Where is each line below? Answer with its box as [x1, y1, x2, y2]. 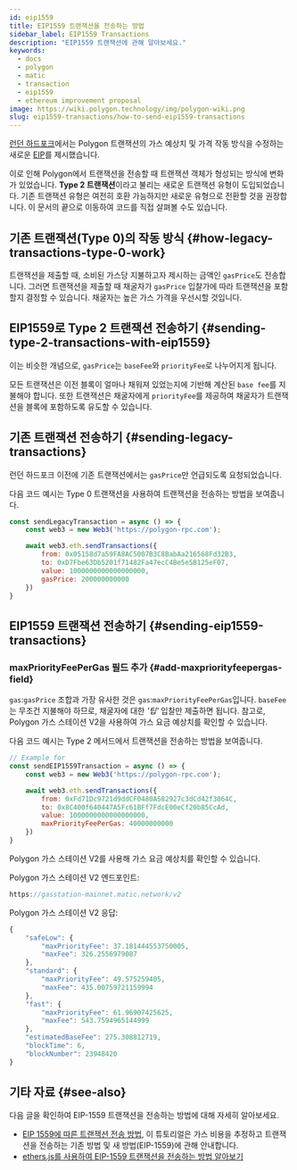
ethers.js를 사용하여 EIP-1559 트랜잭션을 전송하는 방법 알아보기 [21, 1151, 243, 1162]
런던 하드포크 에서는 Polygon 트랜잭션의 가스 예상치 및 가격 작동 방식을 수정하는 [9, 138, 285, 149]
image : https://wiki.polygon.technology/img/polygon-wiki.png [9, 104, 245, 113]
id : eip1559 [9, 12, 54, 22]
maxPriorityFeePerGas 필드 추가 [9, 661, 148, 674]
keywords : [9, 46, 46, 55]
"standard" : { [25, 967, 78, 975]
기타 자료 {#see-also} [9, 1085, 127, 1100]
